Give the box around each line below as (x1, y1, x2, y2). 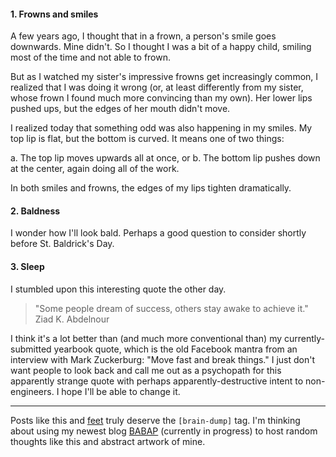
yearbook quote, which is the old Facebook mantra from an (53, 343, 298, 355)
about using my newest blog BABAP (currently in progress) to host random (10, 425, 318, 437)
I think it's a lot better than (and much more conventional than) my (10, 332, 283, 344)
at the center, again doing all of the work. (10, 163, 180, 175)
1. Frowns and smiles (10, 8, 99, 20)
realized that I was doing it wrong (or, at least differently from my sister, (10, 81, 304, 94)
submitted (10, 343, 52, 355)
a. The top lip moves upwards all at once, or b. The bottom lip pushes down (10, 152, 321, 164)
